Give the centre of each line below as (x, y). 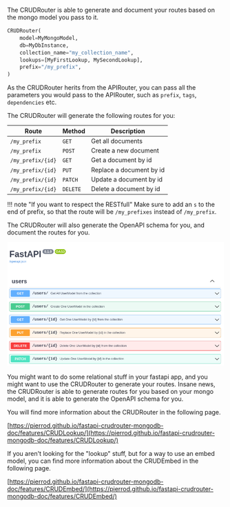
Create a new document (125, 150)
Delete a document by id (126, 189)
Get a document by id (122, 160)
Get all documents (117, 141)
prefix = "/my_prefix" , (50, 67)
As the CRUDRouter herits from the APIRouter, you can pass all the (102, 88)
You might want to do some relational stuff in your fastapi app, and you (107, 377)
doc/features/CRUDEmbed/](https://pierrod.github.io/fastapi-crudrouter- (110, 488)
